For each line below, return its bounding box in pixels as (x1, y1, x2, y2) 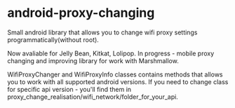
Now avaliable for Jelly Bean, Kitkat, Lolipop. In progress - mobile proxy (7, 49, 215, 58)
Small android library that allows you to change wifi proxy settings (7, 28, 198, 36)
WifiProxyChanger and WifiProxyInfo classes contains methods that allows (7, 70, 223, 79)
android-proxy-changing (7, 5, 155, 21)
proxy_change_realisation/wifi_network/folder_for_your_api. (7, 93, 179, 101)
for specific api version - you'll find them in (7, 85, 132, 93)
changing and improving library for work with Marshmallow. (7, 56, 179, 65)
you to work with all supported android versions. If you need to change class (7, 77, 229, 86)
